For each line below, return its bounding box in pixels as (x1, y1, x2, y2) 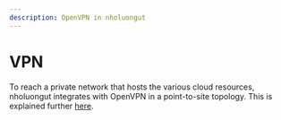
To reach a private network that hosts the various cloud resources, (9, 81, 255, 92)
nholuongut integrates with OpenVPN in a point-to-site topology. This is (9, 90, 273, 101)
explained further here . (9, 100, 94, 111)
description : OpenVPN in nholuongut (9, 13, 146, 22)
